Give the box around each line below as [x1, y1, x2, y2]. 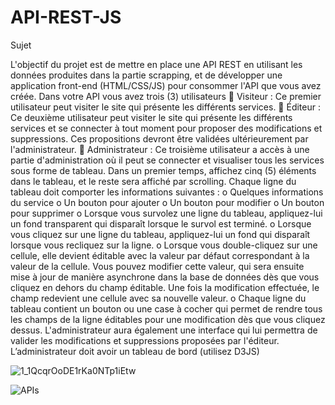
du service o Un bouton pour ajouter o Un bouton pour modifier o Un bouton [10, 196, 325, 208]
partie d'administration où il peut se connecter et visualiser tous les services [10, 154, 325, 166]
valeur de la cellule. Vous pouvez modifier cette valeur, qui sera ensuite [10, 260, 305, 272]
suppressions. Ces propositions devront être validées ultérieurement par [10, 132, 309, 145]
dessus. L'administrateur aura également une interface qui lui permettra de [10, 324, 318, 336]
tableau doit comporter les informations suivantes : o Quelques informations [10, 186, 324, 198]
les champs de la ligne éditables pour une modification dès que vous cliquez [10, 313, 326, 325]
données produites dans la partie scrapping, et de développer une [10, 69, 283, 81]
